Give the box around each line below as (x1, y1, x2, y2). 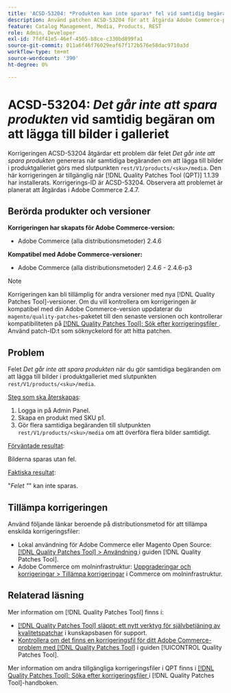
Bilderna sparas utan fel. (8, 455, 77, 463)
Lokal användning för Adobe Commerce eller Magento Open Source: (17, 541, 212, 548)
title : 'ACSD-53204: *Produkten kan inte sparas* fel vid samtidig (8, 10, 205, 17)
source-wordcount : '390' (8, 55, 79, 62)
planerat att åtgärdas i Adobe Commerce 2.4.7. (8, 185, 140, 193)
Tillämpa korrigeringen (8, 502, 108, 513)
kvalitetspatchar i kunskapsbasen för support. (17, 628, 148, 637)
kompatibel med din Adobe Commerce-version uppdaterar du (8, 305, 182, 313)
